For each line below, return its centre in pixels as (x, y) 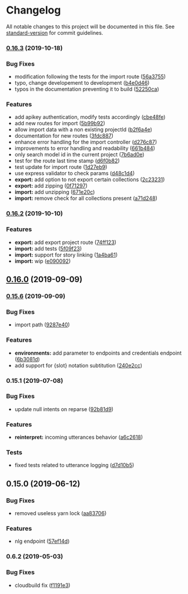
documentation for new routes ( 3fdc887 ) (64, 136)
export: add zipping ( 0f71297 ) (51, 186)
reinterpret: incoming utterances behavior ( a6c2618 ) (79, 437)
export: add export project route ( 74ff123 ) (65, 242)
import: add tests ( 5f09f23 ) (48, 248)
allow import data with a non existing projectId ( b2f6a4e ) (83, 129)
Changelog (33, 10)
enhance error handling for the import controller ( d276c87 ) (86, 142)
